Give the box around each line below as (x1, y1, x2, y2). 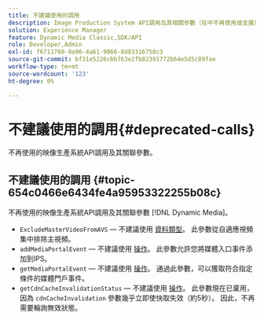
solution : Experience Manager (8, 26, 108, 34)
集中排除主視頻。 (19, 234, 75, 244)
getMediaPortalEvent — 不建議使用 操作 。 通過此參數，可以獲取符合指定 (19, 264, 253, 274)
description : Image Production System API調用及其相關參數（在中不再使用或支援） (8, 19, 261, 27)
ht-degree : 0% (8, 77, 55, 85)
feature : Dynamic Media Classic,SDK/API (8, 33, 143, 42)
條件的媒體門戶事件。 (19, 274, 89, 283)
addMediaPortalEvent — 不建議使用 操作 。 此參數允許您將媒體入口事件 (19, 245, 246, 254)
